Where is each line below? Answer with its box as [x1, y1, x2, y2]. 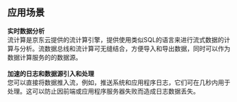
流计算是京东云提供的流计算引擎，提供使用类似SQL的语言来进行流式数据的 [7, 35, 224, 44]
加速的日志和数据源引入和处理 [7, 69, 94, 77]
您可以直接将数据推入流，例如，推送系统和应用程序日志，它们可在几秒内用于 [7, 78, 231, 87]
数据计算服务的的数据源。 [7, 53, 82, 61]
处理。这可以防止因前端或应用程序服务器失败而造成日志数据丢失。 [7, 87, 200, 95]
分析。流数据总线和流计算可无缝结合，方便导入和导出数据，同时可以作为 [19, 44, 231, 53]
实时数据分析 [7, 27, 45, 35]
